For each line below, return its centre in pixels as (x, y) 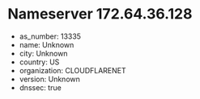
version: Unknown (49, 79)
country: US (39, 62)
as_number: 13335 (50, 36)
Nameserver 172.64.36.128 (100, 14)
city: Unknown (43, 53)
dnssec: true (40, 87)
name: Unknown (47, 44)
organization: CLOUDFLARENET (72, 70)
